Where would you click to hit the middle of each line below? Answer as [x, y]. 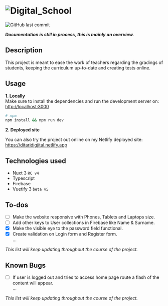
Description [24, 50]
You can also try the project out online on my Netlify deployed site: [74, 140]
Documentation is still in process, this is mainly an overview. [70, 34]
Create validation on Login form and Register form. [65, 234]
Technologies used [36, 161]
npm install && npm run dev [35, 120]
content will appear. [33, 283]
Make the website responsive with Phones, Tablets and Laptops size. [84, 217]
